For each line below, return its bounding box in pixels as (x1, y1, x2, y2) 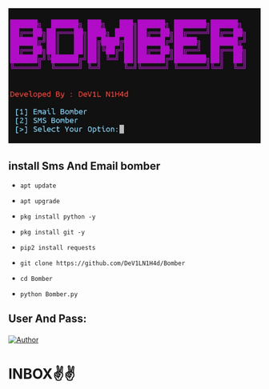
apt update (19, 182, 57, 190)
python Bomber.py (19, 291, 78, 299)
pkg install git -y (19, 228, 86, 236)
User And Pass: (8, 312, 87, 326)
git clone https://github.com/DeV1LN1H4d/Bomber (19, 259, 186, 267)
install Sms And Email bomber (8, 159, 161, 173)
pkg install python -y (19, 213, 96, 221)
